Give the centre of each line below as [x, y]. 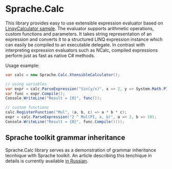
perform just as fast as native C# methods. [50, 55]
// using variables [26, 84]
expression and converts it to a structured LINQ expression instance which [84, 39]
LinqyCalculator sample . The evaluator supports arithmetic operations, [80, 28]
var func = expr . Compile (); [35, 93]
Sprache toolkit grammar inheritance [65, 138]
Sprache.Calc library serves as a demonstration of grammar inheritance [81, 150]
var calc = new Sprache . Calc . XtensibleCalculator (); [63, 75]
